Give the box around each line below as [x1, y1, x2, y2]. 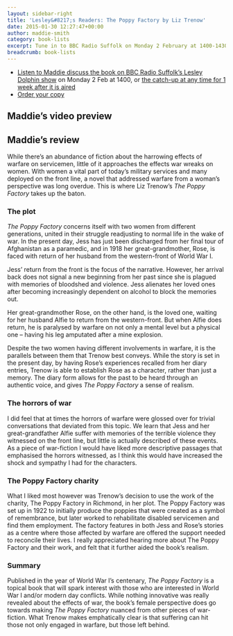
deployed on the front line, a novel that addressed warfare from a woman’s [7, 174, 221, 183]
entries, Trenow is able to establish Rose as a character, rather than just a [7, 366, 217, 375]
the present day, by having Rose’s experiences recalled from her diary [7, 359, 207, 367]
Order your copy [17, 90, 64, 98]
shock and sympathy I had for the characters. [7, 458, 137, 466]
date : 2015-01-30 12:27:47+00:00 [7, 23, 104, 30]
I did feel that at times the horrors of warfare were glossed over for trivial [7, 414, 216, 423]
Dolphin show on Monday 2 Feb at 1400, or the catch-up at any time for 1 [17, 75, 226, 83]
